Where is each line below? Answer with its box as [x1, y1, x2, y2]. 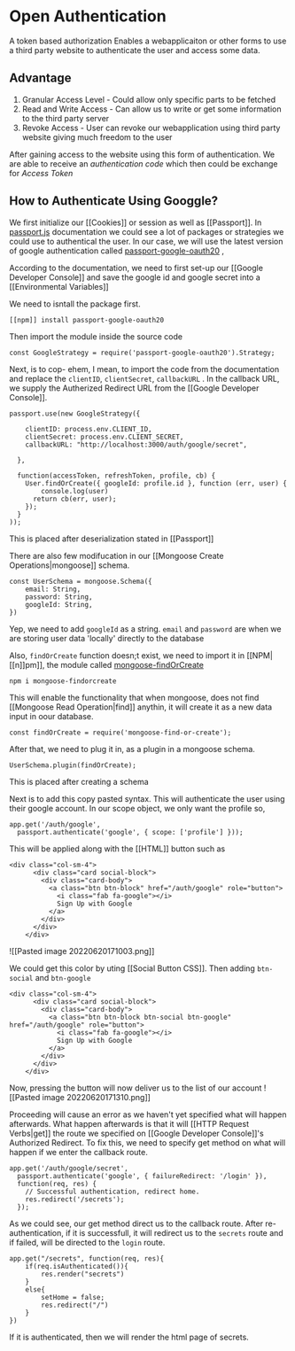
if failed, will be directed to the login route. [9, 1237, 166, 1247]
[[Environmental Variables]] [9, 281, 109, 291]
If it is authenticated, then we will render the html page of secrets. [9, 1332, 250, 1342]
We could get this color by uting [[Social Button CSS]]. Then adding [9, 963, 255, 974]
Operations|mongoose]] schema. [9, 560, 130, 571]
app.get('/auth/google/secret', [9, 1163, 128, 1173]
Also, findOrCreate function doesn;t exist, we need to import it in [9, 649, 245, 661]
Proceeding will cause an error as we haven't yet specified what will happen [9, 1109, 287, 1120]
